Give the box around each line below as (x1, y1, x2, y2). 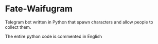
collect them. (5, 24, 32, 30)
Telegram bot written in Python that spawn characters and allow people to (5, 19, 153, 25)
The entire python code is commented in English (5, 33, 102, 39)
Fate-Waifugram (5, 3, 73, 14)
